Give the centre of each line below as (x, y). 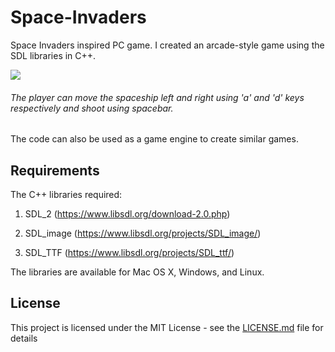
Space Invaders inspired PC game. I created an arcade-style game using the (167, 45)
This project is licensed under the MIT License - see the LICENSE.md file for (167, 327)
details (24, 338)
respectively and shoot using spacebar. (92, 108)
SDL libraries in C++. (53, 55)
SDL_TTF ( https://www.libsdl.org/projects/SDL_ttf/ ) (129, 252)
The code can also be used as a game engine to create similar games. (154, 139)
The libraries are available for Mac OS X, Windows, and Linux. (137, 272)
